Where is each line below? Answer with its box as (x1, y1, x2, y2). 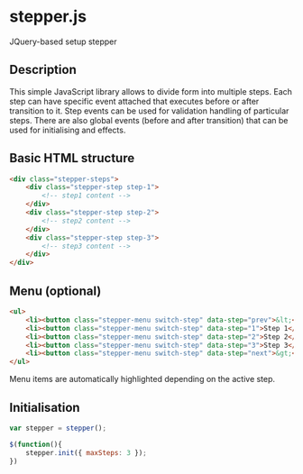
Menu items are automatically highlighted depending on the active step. (9, 374, 276, 385)
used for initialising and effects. (9, 124, 126, 135)
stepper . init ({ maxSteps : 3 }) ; (25, 448, 147, 457)
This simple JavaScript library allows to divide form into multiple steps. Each (9, 86, 293, 96)
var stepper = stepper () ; (9, 424, 106, 433)
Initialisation (9, 399, 80, 415)
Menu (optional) (9, 283, 102, 298)
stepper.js (9, 6, 87, 27)
